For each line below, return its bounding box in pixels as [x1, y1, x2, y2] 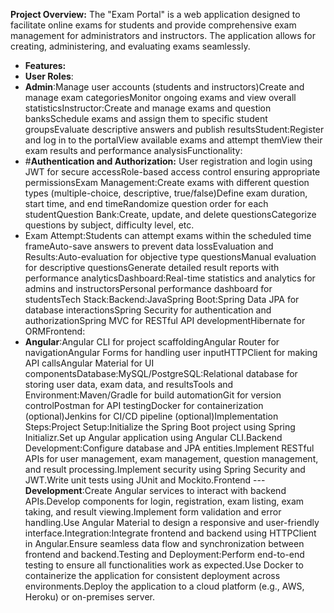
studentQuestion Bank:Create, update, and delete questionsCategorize [24, 209, 317, 220]
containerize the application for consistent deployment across [24, 570, 281, 581]
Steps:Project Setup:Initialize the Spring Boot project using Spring [24, 421, 296, 433]
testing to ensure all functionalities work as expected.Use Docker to [24, 559, 304, 571]
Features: [24, 60, 67, 71]
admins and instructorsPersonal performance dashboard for [24, 283, 273, 294]
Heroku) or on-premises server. [24, 591, 156, 603]
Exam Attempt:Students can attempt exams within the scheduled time [24, 230, 312, 241]
